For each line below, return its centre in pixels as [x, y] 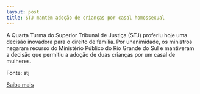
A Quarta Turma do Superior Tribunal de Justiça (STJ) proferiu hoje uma [97, 35]
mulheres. [19, 61]
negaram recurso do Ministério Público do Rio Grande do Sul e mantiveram [100, 48]
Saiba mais [20, 85]
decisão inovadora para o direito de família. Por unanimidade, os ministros [99, 42]
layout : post [23, 12]
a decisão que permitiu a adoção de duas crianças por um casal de [91, 54]
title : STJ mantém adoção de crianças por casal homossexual [86, 18]
